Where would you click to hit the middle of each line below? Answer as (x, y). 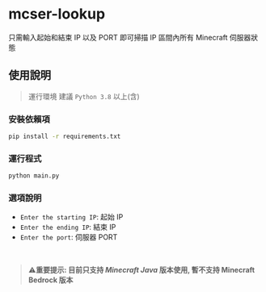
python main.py (34, 176)
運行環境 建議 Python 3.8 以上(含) (84, 96)
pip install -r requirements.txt (65, 137)
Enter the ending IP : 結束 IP (68, 227)
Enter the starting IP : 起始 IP (72, 217)
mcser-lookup (57, 14)
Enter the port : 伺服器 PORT (69, 237)
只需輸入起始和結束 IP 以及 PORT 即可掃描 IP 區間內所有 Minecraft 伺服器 (130, 37)
